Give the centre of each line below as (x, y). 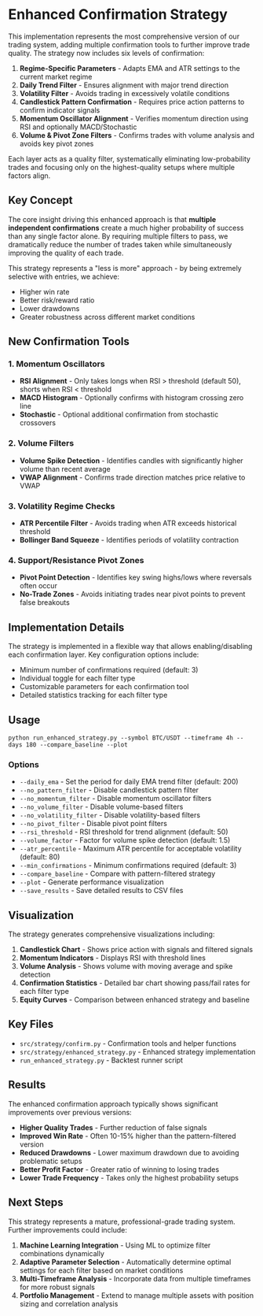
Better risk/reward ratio (57, 300)
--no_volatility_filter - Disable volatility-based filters (110, 815)
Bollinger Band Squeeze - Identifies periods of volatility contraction (129, 540)
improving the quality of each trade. (66, 253)
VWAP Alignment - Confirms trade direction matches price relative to (132, 477)
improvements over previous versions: (70, 1112)
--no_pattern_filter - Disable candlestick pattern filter (109, 790)
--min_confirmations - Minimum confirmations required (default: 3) (128, 866)
